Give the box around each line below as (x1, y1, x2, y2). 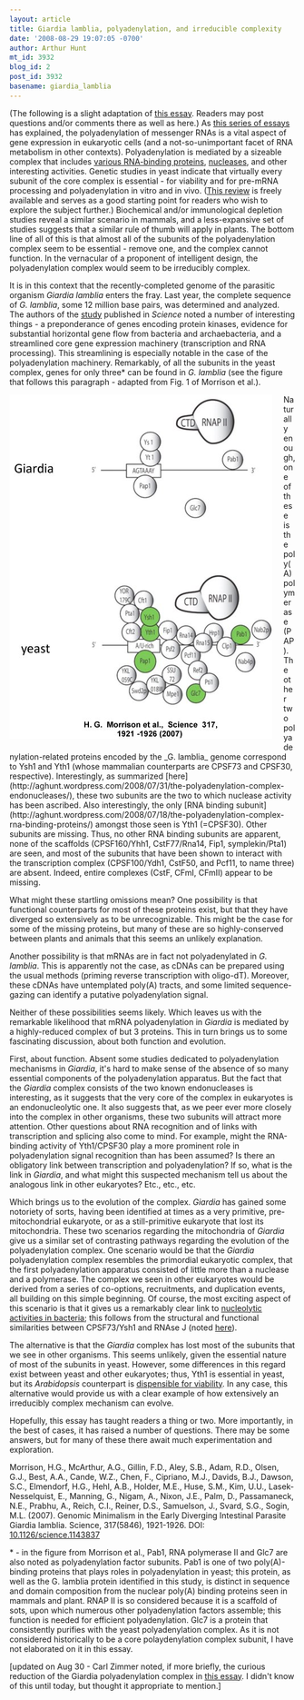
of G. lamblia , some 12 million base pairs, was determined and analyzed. (9, 299, 279, 310)
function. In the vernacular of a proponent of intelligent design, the (9, 253, 259, 263)
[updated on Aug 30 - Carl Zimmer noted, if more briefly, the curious (9, 1661, 266, 1672)
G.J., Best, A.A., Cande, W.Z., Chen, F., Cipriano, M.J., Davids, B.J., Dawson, (9, 1471, 294, 1482)
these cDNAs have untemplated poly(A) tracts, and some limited (9, 979, 250, 990)
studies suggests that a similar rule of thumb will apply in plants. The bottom (9, 224, 295, 234)
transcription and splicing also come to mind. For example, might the (9, 1130, 266, 1141)
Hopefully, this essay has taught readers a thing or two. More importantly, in (9, 1415, 294, 1426)
